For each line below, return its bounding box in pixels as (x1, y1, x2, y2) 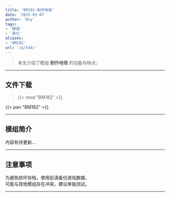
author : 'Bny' (5, 17, 35, 22)
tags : (5, 21, 17, 27)
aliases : (5, 36, 24, 41)
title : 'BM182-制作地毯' (5, 7, 55, 13)
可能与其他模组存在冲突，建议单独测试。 (5, 181, 90, 187)
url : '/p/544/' (5, 45, 37, 50)
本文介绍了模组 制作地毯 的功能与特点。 (17, 59, 100, 66)
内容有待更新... (5, 139, 36, 145)
